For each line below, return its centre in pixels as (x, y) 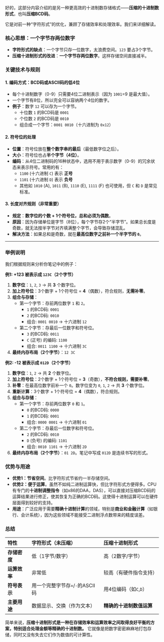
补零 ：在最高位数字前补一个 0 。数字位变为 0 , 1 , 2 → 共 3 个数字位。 (80, 385)
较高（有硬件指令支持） (130, 572)
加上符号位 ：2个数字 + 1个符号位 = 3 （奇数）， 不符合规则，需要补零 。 (82, 379)
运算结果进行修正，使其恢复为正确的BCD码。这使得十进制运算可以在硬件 (85, 496)
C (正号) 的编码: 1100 (47, 340)
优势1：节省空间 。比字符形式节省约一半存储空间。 (62, 478)
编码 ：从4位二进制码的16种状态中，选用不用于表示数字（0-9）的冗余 (82, 161)
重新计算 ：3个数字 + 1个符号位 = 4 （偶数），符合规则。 (67, 392)
